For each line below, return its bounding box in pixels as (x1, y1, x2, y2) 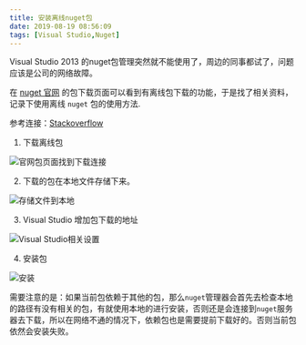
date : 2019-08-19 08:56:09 (9, 22, 112, 31)
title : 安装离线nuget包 (9, 13, 93, 23)
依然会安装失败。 (9, 326, 74, 337)
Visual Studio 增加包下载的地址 (22, 215, 138, 226)
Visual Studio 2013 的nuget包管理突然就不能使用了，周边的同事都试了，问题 (9, 56, 294, 67)
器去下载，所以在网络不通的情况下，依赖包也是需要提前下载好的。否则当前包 (9, 315, 297, 326)
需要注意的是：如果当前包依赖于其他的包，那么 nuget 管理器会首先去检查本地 (9, 292, 293, 303)
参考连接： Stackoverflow (9, 117, 104, 128)
